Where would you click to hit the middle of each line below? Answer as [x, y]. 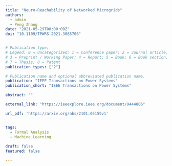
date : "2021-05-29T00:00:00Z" [38, 29]
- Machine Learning [31, 137]
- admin [18, 20]
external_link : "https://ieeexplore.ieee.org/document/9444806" [75, 104]
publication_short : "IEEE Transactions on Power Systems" [68, 86]
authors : [15, 15]
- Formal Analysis [30, 132]
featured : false [23, 151]
